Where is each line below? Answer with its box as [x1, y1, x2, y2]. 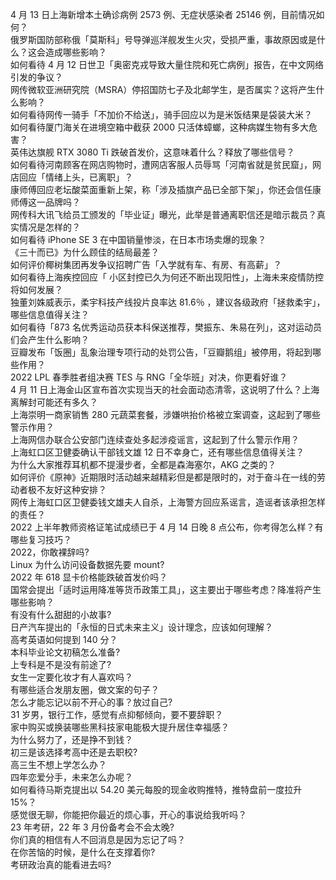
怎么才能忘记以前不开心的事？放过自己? [10, 696, 173, 708]
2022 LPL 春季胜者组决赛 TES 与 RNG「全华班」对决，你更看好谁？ [10, 371, 288, 383]
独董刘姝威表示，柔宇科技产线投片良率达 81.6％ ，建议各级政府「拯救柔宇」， [10, 296, 326, 308]
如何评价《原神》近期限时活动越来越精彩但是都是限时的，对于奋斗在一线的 [10, 471, 317, 483]
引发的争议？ [10, 71, 63, 83]
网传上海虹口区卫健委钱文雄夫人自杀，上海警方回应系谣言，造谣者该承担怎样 [10, 496, 326, 508]
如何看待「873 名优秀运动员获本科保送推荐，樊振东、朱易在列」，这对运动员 [10, 321, 322, 333]
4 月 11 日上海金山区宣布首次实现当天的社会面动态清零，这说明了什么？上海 [10, 384, 320, 395]
